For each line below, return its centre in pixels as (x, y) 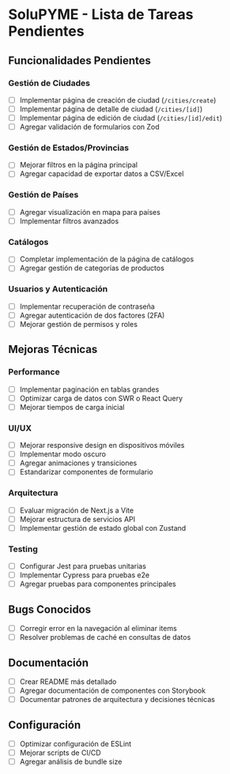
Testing (23, 549)
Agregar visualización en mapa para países (90, 212)
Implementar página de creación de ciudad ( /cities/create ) (118, 100)
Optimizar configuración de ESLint (75, 744)
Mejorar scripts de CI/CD (60, 753)
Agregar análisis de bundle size (71, 762)
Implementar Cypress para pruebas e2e (85, 575)
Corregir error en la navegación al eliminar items (98, 629)
